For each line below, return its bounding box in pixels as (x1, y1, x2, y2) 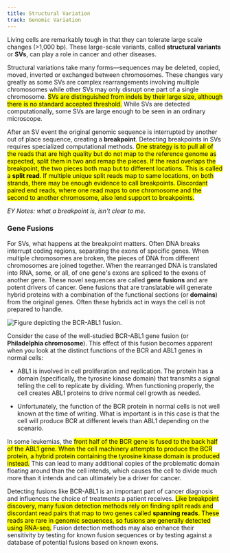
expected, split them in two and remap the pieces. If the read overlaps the (7, 157, 216, 165)
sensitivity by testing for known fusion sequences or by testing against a (7, 530, 212, 539)
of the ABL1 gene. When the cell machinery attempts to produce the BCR (7, 444, 213, 453)
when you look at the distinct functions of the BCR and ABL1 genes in (7, 346, 203, 354)
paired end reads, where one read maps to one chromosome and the (7, 186, 202, 194)
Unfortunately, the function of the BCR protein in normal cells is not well (16, 402, 220, 410)
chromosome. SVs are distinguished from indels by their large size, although (7, 92, 223, 100)
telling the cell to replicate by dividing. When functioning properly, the (16, 381, 215, 390)
